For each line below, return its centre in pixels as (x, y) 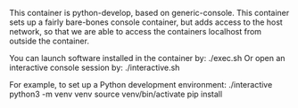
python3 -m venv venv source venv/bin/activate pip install (116, 94)
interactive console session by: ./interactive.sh (95, 67)
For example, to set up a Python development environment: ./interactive (141, 85)
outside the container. (49, 41)
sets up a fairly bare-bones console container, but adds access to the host (146, 22)
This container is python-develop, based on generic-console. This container (149, 13)
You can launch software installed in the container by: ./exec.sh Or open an (147, 58)
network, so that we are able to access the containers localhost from (135, 31)
